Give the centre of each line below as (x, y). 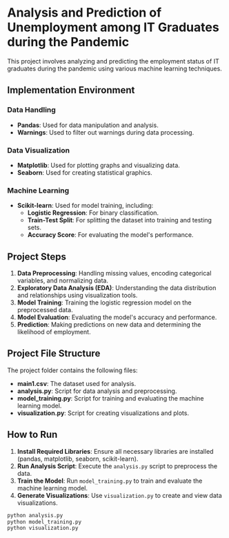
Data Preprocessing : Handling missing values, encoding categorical (114, 273)
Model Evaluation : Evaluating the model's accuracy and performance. (117, 317)
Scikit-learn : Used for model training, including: (85, 206)
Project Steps (37, 257)
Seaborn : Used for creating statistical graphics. (85, 172)
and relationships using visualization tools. (77, 296)
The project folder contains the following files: (72, 370)
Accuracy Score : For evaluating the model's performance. (110, 235)
